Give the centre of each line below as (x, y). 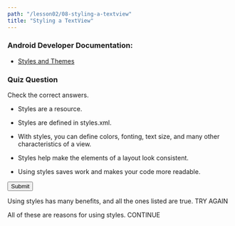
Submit (20, 186)
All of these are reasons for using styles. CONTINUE (84, 215)
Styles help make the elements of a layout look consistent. (103, 158)
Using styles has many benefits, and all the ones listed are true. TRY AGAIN (118, 201)
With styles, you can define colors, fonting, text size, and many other (119, 137)
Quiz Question (33, 79)
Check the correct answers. (48, 95)
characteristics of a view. (54, 144)
